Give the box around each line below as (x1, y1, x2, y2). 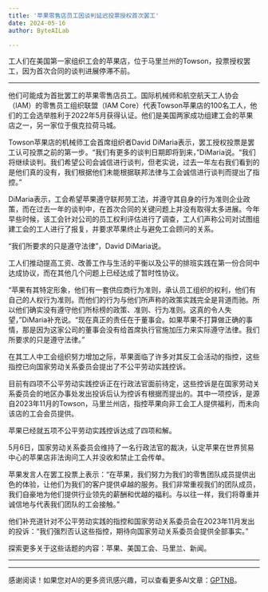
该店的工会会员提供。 (8, 408, 78, 419)
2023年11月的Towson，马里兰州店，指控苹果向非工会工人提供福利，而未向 (14, 399, 260, 408)
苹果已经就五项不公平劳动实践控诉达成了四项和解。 (8, 426, 176, 436)
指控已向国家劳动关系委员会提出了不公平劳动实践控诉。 (8, 362, 190, 372)
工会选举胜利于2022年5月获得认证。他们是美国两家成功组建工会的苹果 (22, 111, 254, 120)
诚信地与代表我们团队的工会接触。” (8, 499, 120, 509)
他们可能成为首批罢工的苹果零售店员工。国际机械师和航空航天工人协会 (8, 91, 239, 101)
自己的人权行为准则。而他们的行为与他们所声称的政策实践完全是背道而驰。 (8, 295, 253, 305)
